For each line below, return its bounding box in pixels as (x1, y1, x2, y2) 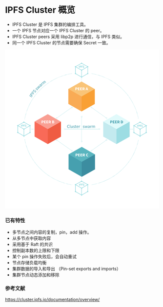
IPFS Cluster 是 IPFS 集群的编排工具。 (12, 21, 89, 27)
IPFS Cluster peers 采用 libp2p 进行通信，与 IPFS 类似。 (12, 34, 125, 39)
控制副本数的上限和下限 (12, 247, 60, 253)
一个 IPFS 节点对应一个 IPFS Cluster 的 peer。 (12, 27, 104, 33)
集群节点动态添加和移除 (12, 271, 60, 278)
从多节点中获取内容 (12, 235, 51, 241)
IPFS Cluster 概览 (5, 4, 76, 16)
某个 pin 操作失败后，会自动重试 (12, 253, 77, 259)
